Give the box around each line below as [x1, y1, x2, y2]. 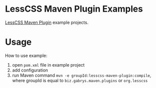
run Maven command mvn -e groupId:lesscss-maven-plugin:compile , [12, 72, 152, 78]
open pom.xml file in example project [12, 62, 85, 68]
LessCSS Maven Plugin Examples [5, 3, 143, 15]
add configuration [12, 67, 48, 73]
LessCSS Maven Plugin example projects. [5, 19, 89, 25]
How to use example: [5, 53, 48, 58]
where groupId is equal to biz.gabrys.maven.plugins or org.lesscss [12, 77, 148, 83]
